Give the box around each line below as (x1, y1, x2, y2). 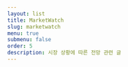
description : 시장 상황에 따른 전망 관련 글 (7, 50, 122, 57)
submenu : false (7, 36, 52, 43)
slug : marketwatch (7, 23, 61, 30)
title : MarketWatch (7, 17, 64, 24)
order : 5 (7, 43, 33, 50)
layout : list (7, 10, 45, 17)
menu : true (7, 29, 39, 37)
